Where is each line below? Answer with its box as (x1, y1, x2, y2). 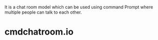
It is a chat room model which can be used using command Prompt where (4, 4, 154, 10)
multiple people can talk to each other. (4, 9, 82, 15)
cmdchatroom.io (4, 26, 74, 38)
